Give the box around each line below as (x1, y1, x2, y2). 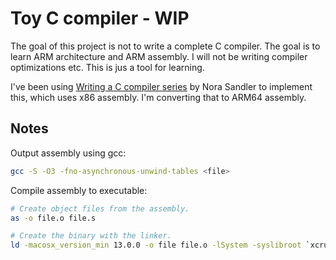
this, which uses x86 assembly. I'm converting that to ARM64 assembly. (10, 91, 307, 103)
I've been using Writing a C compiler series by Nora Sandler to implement (10, 80, 313, 92)
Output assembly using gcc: (10, 147, 127, 159)
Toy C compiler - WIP (10, 7, 190, 30)
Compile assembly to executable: (10, 184, 148, 196)
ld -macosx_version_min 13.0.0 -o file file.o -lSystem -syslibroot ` (10, 240, 311, 251)
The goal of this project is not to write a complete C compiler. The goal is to (10, 40, 321, 52)
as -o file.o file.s (10, 213, 97, 223)
